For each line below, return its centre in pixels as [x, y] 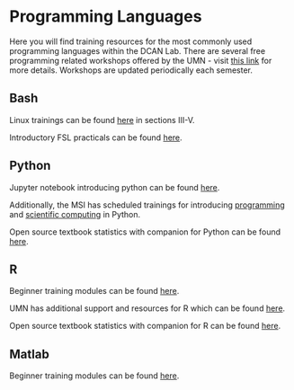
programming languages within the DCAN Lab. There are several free [138, 50]
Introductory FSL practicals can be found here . [96, 137]
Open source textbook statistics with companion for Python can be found [145, 232]
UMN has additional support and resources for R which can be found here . [147, 308]
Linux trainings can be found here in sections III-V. [102, 120]
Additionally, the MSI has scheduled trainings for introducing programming [147, 205]
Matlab [29, 354]
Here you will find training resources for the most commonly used [131, 41]
